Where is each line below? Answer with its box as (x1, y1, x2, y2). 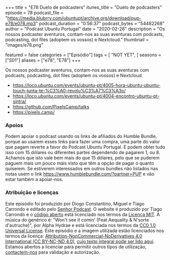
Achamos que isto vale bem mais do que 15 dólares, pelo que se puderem (5, 155, 160, 161)
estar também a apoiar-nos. (5, 176, 63, 182)
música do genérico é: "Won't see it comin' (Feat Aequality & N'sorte (5, 216, 149, 222)
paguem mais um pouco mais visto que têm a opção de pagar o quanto (5, 160, 154, 166)
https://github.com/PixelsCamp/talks (12, 104, 90, 109)
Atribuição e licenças (5, 189, 59, 196)
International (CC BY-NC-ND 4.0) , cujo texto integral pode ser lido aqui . (5, 238, 155, 244)
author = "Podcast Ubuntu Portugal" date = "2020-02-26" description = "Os (5, 26, 165, 32)
